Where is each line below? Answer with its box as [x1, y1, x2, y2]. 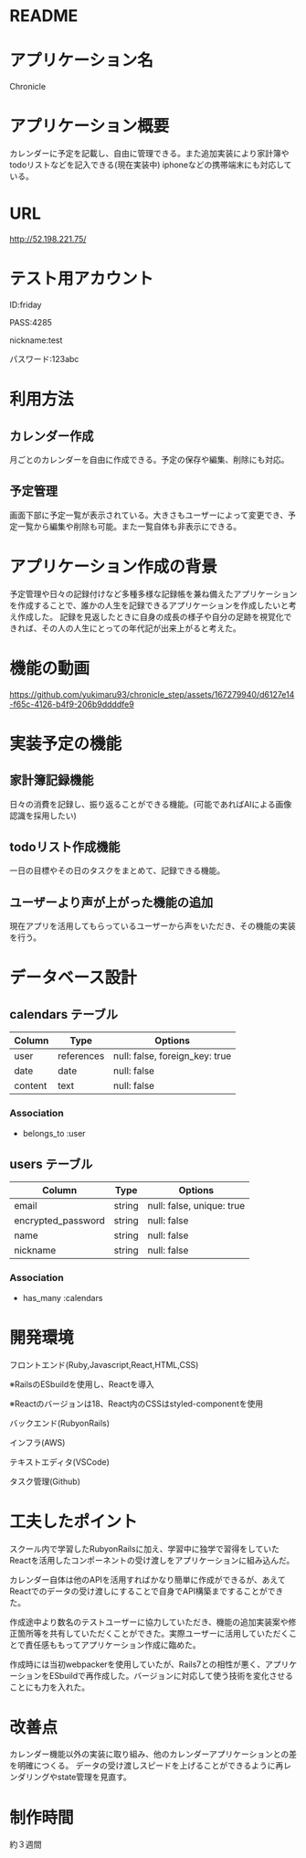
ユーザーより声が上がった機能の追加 [9, 894, 214, 910]
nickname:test [9, 335, 63, 346]
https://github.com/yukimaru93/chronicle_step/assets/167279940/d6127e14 [9, 689, 295, 699]
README [9, 5, 79, 27]
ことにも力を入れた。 [9, 1682, 90, 1692]
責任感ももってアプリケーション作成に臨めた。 [25, 1639, 201, 1650]
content [14, 1080, 47, 1093]
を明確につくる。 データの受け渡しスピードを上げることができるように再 [9, 1760, 284, 1771]
